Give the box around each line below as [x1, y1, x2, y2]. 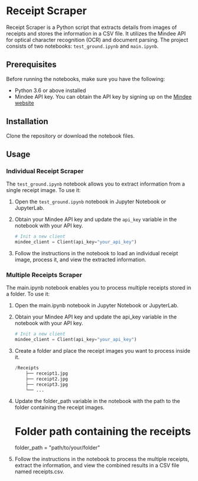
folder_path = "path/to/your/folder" [14, 444, 100, 451]
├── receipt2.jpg [25, 376, 68, 382]
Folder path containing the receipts [14, 424, 191, 438]
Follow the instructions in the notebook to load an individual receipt [14, 250, 178, 256]
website [14, 99, 34, 106]
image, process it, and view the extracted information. [14, 256, 147, 263]
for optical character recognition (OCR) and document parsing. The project [6, 36, 189, 43]
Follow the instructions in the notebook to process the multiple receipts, [14, 456, 190, 463]
